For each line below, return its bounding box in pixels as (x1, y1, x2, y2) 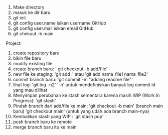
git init (13, 15, 26, 20)
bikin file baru (13, 55, 42, 61)
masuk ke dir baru (13, 9, 51, 15)
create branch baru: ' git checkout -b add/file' (13, 66, 108, 72)
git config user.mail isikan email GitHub (13, 25, 94, 31)
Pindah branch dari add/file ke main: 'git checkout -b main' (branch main (13, 103, 163, 109)
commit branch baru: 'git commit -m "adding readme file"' (13, 77, 133, 82)
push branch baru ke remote (13, 119, 72, 125)
